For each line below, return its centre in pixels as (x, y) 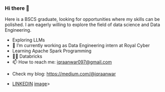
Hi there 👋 (17, 8)
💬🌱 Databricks (27, 56)
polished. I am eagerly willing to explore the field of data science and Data (82, 25)
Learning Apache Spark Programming (52, 51)
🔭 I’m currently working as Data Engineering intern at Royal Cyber (81, 45)
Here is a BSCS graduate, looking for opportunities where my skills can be (82, 19)
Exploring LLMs (29, 40)
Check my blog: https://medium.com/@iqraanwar (64, 74)
